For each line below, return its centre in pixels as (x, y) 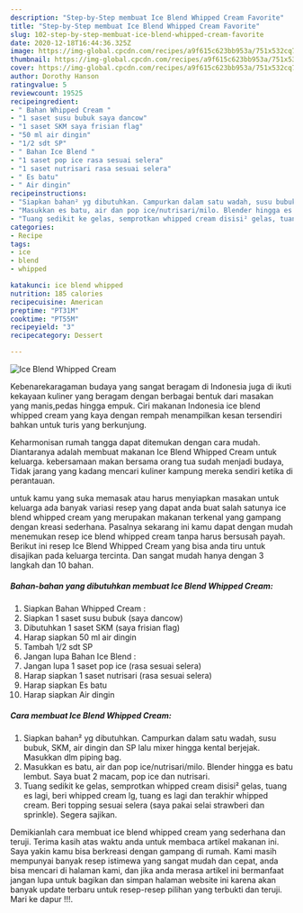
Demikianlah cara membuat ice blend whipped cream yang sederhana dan (148, 832)
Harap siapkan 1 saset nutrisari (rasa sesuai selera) (117, 675)
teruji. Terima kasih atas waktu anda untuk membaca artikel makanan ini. (145, 841)
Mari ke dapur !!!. (42, 899)
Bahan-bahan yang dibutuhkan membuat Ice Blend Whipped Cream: (142, 586)
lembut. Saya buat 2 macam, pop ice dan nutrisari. (116, 776)
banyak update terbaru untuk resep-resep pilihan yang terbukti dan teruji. (146, 890)
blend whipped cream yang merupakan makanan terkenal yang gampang (146, 517)
